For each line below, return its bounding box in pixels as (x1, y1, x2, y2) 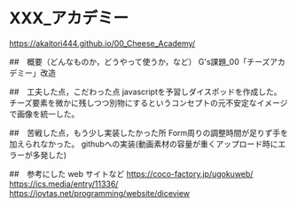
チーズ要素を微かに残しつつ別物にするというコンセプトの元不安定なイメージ (9, 97, 288, 107)
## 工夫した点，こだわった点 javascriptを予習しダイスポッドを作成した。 (9, 86, 282, 97)
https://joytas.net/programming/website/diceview (9, 187, 191, 198)
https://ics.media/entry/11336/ (9, 179, 119, 189)
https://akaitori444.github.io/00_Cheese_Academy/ (9, 37, 196, 49)
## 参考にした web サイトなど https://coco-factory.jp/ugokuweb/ (9, 168, 254, 179)
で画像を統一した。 (9, 108, 80, 119)
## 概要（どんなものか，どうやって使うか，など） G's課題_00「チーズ (9, 56, 270, 67)
